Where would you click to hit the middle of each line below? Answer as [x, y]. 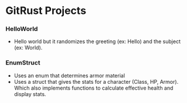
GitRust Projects [46, 11]
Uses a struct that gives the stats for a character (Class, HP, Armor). [96, 81]
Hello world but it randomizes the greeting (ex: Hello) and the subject [97, 41]
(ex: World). [28, 48]
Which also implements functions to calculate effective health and [93, 88]
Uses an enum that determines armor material [69, 75]
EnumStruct [23, 63]
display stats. [30, 94]
